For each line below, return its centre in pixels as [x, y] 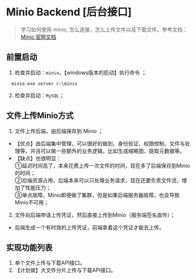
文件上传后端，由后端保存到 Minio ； [59, 131]
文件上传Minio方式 [40, 116]
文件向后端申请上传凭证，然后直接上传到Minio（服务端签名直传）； [95, 215]
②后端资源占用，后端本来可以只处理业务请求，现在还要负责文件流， [98, 180]
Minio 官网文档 [38, 36]
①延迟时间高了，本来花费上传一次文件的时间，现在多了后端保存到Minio [102, 165]
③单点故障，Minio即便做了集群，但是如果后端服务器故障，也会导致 [97, 195]
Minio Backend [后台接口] [69, 12]
